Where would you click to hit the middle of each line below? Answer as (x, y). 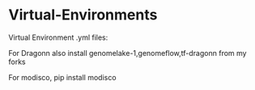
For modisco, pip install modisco (62, 77)
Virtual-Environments (83, 15)
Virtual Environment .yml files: (58, 37)
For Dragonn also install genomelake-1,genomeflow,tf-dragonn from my (127, 53)
